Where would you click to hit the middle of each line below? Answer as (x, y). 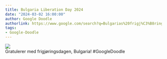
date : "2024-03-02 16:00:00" (35, 14)
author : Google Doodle (29, 19)
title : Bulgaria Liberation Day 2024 (44, 10)
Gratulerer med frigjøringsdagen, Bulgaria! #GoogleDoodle (65, 51)
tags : (11, 28)
